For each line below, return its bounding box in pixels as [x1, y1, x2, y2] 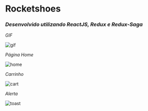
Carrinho [5, 71, 24, 77]
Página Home [5, 52, 34, 58]
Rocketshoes [5, 3, 61, 15]
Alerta [5, 91, 18, 97]
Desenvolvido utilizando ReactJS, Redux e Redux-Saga [5, 21, 143, 28]
